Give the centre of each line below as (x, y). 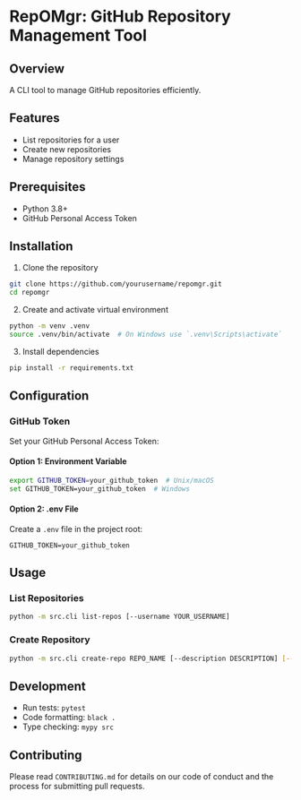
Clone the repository (60, 268)
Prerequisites (47, 187)
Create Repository (50, 640)
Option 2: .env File (44, 509)
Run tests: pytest (54, 708)
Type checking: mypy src (68, 727)
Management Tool (78, 35)
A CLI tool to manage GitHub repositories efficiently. (105, 90)
